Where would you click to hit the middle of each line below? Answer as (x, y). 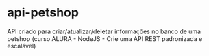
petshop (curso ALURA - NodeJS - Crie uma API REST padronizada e (105, 38)
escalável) (22, 46)
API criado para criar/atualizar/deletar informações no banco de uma (104, 31)
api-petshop (43, 13)
